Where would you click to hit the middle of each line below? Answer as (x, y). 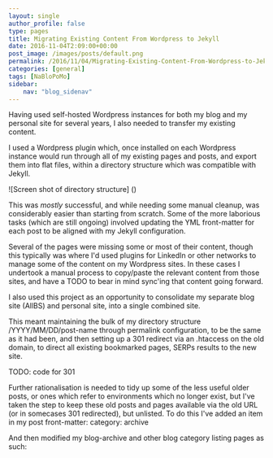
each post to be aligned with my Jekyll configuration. (97, 231)
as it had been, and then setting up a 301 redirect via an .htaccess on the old (136, 339)
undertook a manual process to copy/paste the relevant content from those (134, 273)
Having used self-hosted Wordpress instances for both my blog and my (128, 115)
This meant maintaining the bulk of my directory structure (105, 321)
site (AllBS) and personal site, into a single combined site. (104, 306)
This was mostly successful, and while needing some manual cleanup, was (134, 205)
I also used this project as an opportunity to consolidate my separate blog (132, 297)
